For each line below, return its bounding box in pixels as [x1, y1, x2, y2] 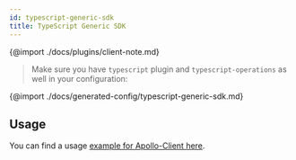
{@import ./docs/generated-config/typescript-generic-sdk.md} [9, 91, 244, 102]
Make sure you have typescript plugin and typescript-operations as [30, 64, 287, 75]
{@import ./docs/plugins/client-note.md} [9, 46, 160, 57]
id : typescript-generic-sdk [9, 13, 115, 22]
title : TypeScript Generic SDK [9, 22, 126, 31]
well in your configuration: [30, 73, 128, 84]
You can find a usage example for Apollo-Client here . [9, 140, 205, 151]
